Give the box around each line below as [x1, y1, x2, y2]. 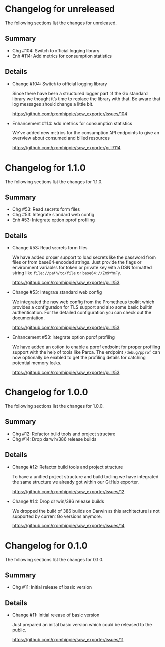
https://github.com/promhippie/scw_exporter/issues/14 [12, 522, 125, 528]
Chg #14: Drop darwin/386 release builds [12, 436, 97, 442]
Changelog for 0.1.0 [5, 540, 88, 551]
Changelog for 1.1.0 [5, 162, 86, 173]
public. [12, 627, 27, 633]
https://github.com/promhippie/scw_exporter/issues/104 [12, 111, 128, 117]
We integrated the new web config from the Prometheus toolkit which [12, 299, 155, 305]
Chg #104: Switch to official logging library [12, 47, 100, 53]
